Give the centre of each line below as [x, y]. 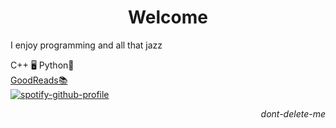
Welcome [168, 17]
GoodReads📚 [39, 80]
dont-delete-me [293, 113]
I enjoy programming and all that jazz [86, 45]
